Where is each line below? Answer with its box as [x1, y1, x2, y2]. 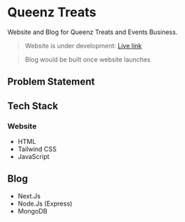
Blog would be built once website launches [24, 55, 151, 64]
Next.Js [17, 192, 41, 200]
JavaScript [17, 152, 50, 161]
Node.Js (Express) [17, 199, 73, 208]
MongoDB [17, 206, 48, 215]
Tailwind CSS [17, 145, 57, 153]
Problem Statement [7, 76, 95, 88]
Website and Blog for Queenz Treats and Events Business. [7, 28, 178, 36]
